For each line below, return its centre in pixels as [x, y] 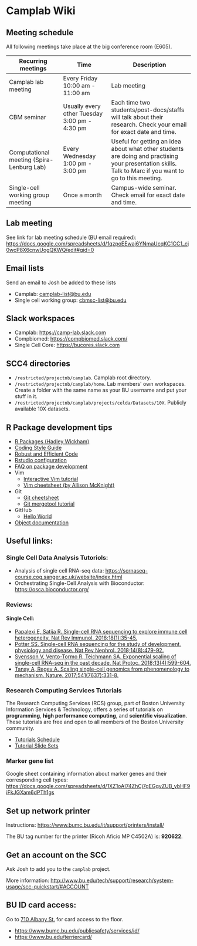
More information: [28, 881]
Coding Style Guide [38, 448]
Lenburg [21, 167]
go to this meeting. [137, 178]
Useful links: [30, 541]
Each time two [131, 102]
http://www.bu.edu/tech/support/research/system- [112, 881]
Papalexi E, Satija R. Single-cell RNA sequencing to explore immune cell [101, 631]
